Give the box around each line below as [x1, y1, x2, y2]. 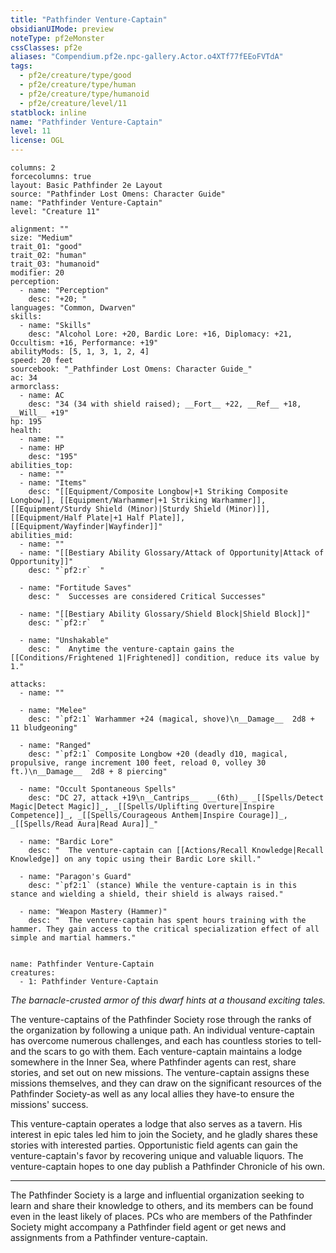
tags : [10, 61, 33, 71]
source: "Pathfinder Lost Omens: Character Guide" [10, 189, 226, 199]
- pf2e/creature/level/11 [19, 98, 128, 108]
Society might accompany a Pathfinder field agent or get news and [10, 1221, 287, 1233]
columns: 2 [10, 163, 56, 173]
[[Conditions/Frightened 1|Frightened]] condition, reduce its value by [10, 653, 320, 663]
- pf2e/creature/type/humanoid [19, 89, 150, 99]
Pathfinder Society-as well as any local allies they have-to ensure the [10, 1088, 295, 1100]
